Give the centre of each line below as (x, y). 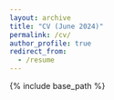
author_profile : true (51, 43)
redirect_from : (38, 52)
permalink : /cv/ (40, 35)
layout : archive (40, 18)
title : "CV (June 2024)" (57, 26)
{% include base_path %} (57, 86)
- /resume (36, 60)
